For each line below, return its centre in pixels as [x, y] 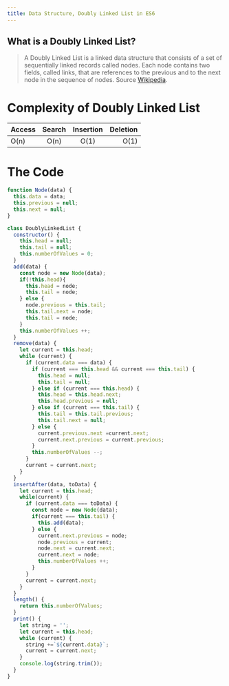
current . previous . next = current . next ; [93, 433]
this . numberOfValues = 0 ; [57, 254]
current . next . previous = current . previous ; [101, 439]
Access [23, 129]
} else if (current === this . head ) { [86, 388]
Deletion [124, 129]
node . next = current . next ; [76, 548]
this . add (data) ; [61, 523]
